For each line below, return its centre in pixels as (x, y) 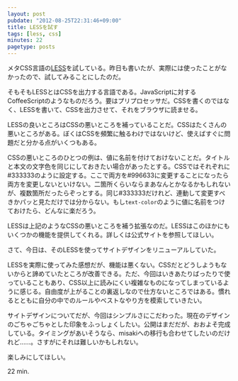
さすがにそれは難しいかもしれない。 (89, 342)
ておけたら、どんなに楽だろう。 (53, 211)
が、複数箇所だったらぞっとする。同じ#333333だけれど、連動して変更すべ (116, 193)
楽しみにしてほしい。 (38, 357)
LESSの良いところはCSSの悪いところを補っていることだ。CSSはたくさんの (117, 125)
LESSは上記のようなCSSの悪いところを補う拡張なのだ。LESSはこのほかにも (119, 226)
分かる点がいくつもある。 (63, 142)
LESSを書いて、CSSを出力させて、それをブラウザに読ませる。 (110, 110)
